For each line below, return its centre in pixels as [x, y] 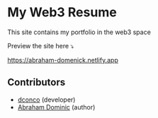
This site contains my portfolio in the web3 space [79, 32]
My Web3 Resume [62, 12]
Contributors [36, 82]
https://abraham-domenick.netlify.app [63, 60]
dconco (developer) [46, 100]
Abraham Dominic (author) [56, 107]
